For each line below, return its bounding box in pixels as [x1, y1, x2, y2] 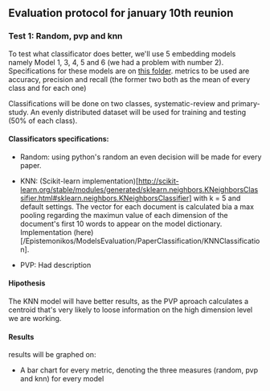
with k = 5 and [193, 193, 241, 203]
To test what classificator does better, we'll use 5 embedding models [8, 48, 236, 59]
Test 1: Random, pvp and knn [8, 31, 123, 42]
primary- [231, 98, 260, 108]
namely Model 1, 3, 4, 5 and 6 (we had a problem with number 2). [8, 57, 224, 67]
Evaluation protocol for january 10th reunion [8, 6, 234, 20]
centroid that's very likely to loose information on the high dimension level [8, 305, 253, 315]
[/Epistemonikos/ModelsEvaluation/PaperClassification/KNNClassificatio [19, 236, 260, 245]
